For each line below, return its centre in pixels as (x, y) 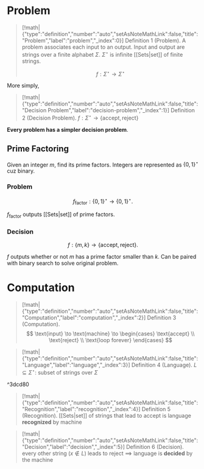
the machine (37, 460)
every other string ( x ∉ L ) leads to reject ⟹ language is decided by (107, 453)
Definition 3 (162, 318)
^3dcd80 (18, 384)
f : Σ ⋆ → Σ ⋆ (111, 73)
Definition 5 (156, 409)
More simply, (23, 85)
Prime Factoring (38, 149)
